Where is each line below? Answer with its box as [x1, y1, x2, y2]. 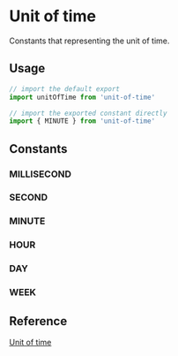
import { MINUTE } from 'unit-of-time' [9, 117, 156, 125]
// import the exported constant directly [9, 109, 167, 117]
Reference [9, 314, 68, 329]
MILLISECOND [9, 168, 72, 180]
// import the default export [9, 84, 121, 94]
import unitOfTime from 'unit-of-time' [9, 93, 156, 102]
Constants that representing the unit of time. [9, 35, 170, 46]
